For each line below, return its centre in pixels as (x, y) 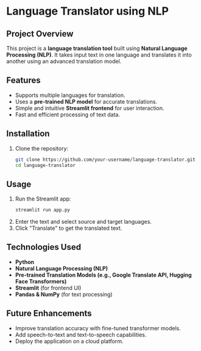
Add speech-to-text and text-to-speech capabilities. (81, 335)
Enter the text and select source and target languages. (83, 222)
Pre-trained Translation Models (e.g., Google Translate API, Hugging (103, 275)
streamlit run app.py (42, 210)
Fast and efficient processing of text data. (68, 115)
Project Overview (40, 34)
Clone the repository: (42, 148)
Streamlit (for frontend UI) (48, 288)
